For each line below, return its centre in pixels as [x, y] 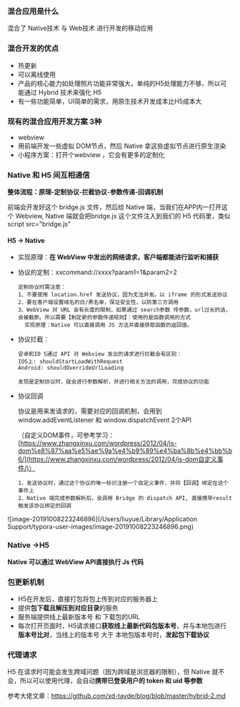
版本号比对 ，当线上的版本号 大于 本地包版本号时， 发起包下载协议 [113, 634]
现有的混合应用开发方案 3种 [55, 121]
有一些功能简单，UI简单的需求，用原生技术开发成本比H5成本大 [110, 101]
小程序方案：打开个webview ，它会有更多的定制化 [91, 154]
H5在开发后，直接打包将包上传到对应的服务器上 [88, 598]
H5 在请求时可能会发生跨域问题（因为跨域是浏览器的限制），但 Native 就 [113, 672]
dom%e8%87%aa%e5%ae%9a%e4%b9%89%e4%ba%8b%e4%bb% [123, 451]
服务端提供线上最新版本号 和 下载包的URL [79, 616]
